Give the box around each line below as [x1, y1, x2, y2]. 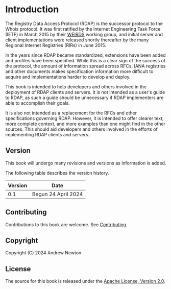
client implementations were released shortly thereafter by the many [5, 37, 149, 43]
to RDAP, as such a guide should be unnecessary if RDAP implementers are [5, 94, 164, 101]
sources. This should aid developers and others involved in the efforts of [5, 126, 158, 132]
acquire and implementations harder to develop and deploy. [5, 74, 131, 80]
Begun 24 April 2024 [32, 190, 83, 198]
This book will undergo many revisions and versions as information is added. [5, 160, 166, 166]
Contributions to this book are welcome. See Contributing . [5, 221, 128, 228]
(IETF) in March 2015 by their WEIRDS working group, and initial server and [5, 31, 163, 37]
